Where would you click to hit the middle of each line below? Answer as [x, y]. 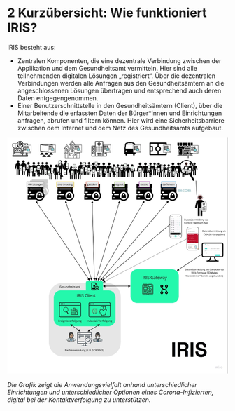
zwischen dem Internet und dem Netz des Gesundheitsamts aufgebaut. [120, 128]
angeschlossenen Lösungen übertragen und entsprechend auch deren [119, 90]
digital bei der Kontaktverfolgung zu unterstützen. [79, 400]
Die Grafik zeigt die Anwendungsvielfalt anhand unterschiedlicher [102, 385]
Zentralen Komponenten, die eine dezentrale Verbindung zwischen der [119, 60]
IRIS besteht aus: [31, 47]
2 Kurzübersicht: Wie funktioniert [107, 13]
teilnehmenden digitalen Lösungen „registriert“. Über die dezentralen [116, 76]
